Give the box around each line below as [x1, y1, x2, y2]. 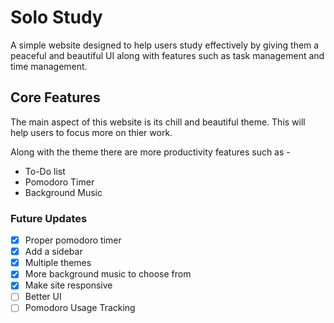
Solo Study [10, 6, 103, 29]
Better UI [24, 291, 62, 303]
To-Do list [24, 165, 66, 177]
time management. [10, 60, 88, 72]
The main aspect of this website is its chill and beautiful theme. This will [10, 116, 306, 128]
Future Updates [10, 211, 88, 225]
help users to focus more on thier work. [10, 126, 173, 138]
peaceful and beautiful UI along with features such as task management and [10, 49, 325, 61]
